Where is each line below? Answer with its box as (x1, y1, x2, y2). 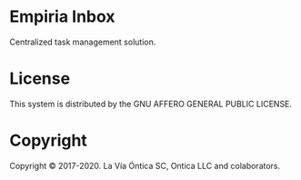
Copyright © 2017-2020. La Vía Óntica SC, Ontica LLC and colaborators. (9, 160, 281, 171)
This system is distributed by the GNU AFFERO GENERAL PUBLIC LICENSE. (9, 98, 293, 109)
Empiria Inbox (9, 6, 115, 27)
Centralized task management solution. (9, 36, 156, 47)
